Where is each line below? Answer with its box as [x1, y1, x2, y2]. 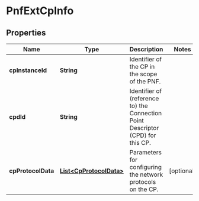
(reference [129, 95, 159, 102]
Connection [129, 109, 162, 117]
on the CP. [129, 185, 159, 193]
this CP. [129, 139, 151, 147]
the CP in [129, 63, 155, 70]
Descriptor [129, 124, 159, 132]
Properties [6, 28, 46, 38]
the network [129, 170, 163, 179]
